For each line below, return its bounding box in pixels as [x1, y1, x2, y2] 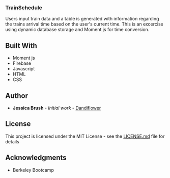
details [5, 138, 19, 144]
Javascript [12, 66, 35, 72]
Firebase [12, 60, 32, 66]
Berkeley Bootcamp [12, 167, 54, 173]
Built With [5, 41, 37, 50]
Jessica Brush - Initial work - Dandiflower [12, 105, 101, 111]
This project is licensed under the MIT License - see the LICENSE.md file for [5, 133, 165, 139]
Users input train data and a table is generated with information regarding [5, 16, 159, 22]
